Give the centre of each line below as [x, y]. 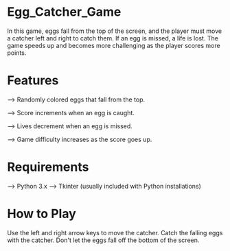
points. [17, 53]
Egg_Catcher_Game [64, 12]
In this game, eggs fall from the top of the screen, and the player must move [114, 31]
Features [33, 81]
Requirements [48, 167]
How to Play [42, 214]
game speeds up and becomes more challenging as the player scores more [114, 45]
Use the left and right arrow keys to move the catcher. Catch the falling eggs [115, 232]
